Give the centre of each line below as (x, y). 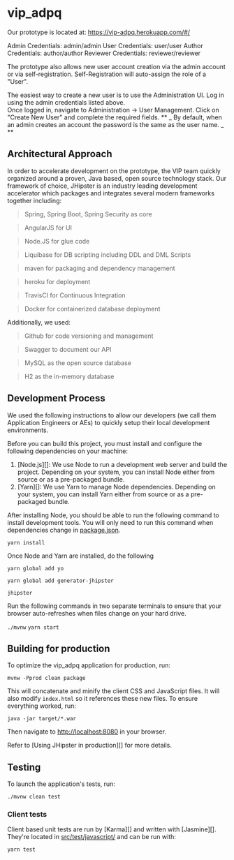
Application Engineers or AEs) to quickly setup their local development (109, 422)
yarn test (22, 850)
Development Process (57, 398)
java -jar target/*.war (42, 719)
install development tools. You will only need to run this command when (110, 522)
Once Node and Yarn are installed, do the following (81, 556)
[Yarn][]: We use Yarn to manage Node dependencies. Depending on (117, 487)
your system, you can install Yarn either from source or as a (103, 494)
